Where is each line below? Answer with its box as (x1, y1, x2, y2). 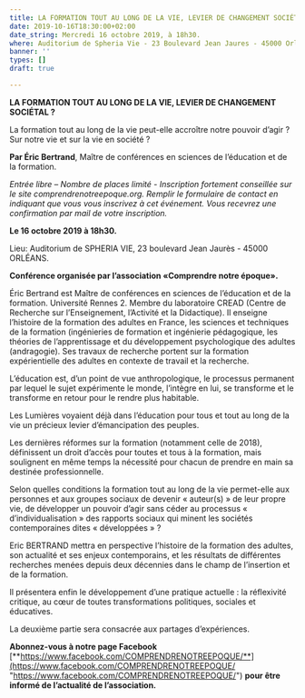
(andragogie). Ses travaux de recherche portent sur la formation (9, 345, 250, 356)
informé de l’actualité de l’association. (9, 679, 157, 691)
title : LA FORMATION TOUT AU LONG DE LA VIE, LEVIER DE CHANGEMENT (9, 13, 271, 23)
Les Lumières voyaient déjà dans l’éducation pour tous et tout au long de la (9, 410, 290, 421)
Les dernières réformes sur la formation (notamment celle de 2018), (9, 437, 263, 448)
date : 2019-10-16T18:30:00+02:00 (9, 22, 136, 31)
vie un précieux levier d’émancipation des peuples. (9, 419, 200, 430)
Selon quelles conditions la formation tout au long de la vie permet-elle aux (9, 484, 290, 494)
